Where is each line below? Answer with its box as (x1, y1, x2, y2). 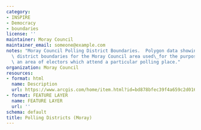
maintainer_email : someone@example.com (6, 43, 106, 49)
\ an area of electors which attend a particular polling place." (11, 59, 181, 65)
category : (6, 8, 31, 15)
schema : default (6, 109, 47, 115)
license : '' (6, 31, 36, 37)
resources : (6, 70, 33, 76)
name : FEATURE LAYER (11, 98, 63, 104)
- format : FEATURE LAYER (6, 92, 68, 98)
